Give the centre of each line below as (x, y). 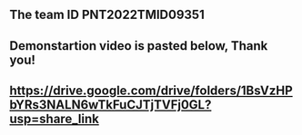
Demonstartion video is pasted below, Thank (139, 46)
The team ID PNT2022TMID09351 (107, 15)
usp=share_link (55, 119)
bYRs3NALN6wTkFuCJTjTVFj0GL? (111, 105)
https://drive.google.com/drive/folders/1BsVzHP (151, 91)
